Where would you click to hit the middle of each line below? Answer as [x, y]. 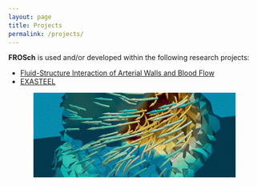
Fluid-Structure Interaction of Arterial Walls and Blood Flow [117, 73]
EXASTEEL [38, 82]
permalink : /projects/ [46, 34]
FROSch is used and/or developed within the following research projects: [129, 58]
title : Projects [35, 25]
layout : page [30, 17]
